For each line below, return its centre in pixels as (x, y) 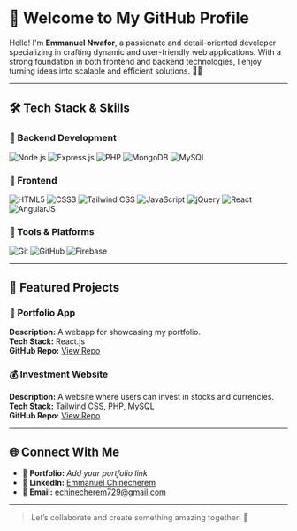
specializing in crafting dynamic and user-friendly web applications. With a (145, 51)
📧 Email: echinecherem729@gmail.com (94, 492)
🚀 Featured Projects (65, 287)
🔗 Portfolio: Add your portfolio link (84, 473)
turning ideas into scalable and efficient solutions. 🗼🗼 (106, 71)
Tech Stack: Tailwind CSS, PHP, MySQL (82, 406)
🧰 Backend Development (63, 138)
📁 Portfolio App (42, 312)
